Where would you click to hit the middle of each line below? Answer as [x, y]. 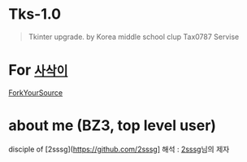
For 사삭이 [38, 70]
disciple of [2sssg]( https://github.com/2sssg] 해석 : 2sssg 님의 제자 [119, 149]
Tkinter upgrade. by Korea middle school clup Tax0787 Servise [134, 37]
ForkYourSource [36, 92]
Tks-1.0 [35, 14]
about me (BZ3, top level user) [113, 126]
